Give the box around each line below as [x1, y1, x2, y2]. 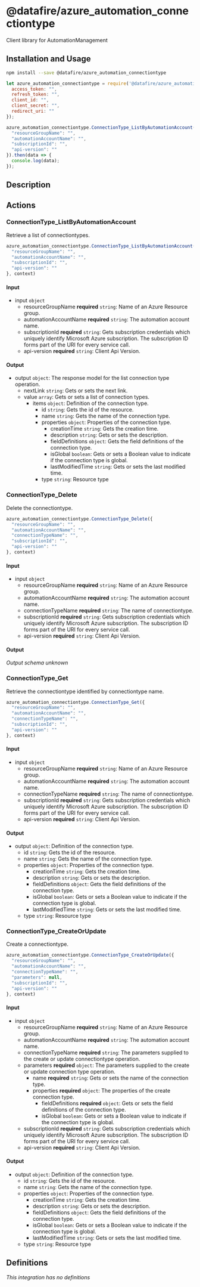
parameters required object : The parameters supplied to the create [23, 1062, 189, 1069]
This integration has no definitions [6, 1273, 90, 1280]
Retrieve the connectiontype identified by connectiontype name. [6, 688, 164, 695]
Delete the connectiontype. [6, 504, 73, 511]
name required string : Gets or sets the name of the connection [32, 1074, 189, 1081]
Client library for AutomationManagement [6, 36, 108, 44]
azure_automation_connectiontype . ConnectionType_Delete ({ [6, 516, 153, 522]
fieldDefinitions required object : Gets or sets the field [41, 1099, 173, 1107]
